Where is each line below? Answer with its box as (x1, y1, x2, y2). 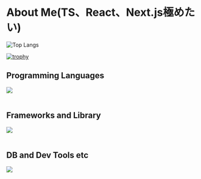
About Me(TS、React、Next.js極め (6, 5, 185, 19)
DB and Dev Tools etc (6, 150, 89, 160)
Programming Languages (6, 70, 105, 81)
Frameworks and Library (6, 110, 102, 121)
